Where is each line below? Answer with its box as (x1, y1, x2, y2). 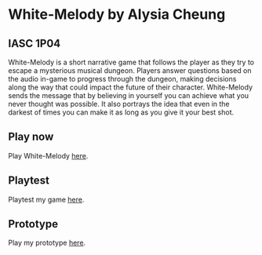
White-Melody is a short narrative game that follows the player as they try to (8, 57, 255, 67)
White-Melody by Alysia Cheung (8, 5, 226, 24)
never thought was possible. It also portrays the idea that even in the (8, 100, 230, 108)
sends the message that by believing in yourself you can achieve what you (8, 91, 249, 100)
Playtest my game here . (8, 195, 85, 204)
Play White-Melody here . (8, 151, 89, 160)
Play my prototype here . (8, 238, 86, 248)
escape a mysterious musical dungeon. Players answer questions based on (8, 66, 252, 75)
